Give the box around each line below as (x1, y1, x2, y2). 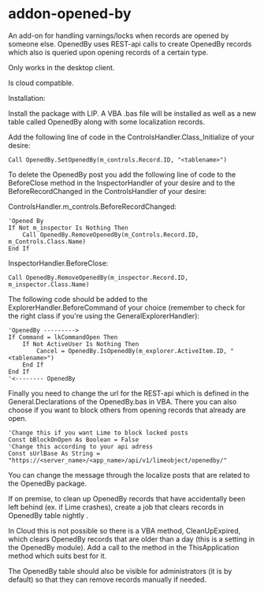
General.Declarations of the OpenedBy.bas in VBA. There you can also (8, 397, 237, 406)
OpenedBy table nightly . (8, 510, 89, 520)
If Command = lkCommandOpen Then (8, 333, 118, 341)
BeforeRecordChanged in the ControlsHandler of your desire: (8, 186, 207, 195)
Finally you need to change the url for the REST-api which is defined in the (8, 388, 250, 398)
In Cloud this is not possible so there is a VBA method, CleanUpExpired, (8, 526, 241, 535)
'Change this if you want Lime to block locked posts (8, 429, 189, 437)
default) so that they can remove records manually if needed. (8, 575, 207, 584)
